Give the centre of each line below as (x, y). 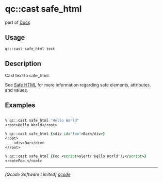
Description (23, 64)
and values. (16, 90)
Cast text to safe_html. (27, 75)
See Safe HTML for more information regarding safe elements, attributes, (78, 85)
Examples (20, 105)
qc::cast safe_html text (30, 49)
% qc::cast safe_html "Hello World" (42, 121)
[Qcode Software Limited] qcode (38, 174)
